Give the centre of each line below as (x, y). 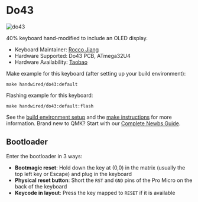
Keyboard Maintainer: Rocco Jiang (57, 49)
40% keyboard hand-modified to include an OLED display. (77, 38)
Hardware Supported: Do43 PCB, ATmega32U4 (73, 56)
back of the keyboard (41, 186)
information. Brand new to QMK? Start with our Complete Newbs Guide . (93, 123)
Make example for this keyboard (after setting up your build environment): (96, 73)
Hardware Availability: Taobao (51, 62)
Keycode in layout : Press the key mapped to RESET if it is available (95, 193)
